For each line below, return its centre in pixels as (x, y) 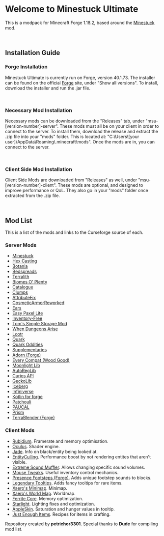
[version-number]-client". (31, 185)
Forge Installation (26, 67)
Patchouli (22, 402)
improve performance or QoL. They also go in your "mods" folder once (77, 191)
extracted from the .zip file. (33, 196)
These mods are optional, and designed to (100, 185)
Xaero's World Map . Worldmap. (44, 493)
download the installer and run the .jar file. (48, 88)
